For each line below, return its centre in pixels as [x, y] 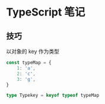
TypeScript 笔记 [46, 12]
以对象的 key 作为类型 [33, 51]
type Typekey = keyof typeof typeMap [53, 96]
